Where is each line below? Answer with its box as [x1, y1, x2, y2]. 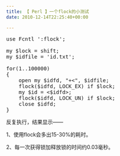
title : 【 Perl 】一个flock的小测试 [6, 8, 89, 15]
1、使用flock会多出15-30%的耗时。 [6, 131, 92, 138]
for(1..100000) [6, 65, 50, 71]
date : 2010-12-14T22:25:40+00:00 [6, 14, 89, 20]
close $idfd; [18, 100, 56, 107]
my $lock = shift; [6, 47, 60, 54]
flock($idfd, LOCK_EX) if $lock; [18, 83, 116, 89]
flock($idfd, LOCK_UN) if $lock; [18, 95, 116, 101]
